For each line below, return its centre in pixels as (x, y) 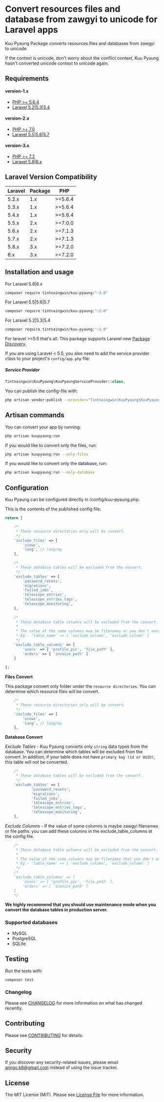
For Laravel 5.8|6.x (24, 284)
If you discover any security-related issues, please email (62, 1062)
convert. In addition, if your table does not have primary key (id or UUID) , (80, 757)
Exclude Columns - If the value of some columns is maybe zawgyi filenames (82, 826)
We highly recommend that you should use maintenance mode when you (81, 905)
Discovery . (16, 344)
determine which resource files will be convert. (52, 692)
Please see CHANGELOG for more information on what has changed (74, 1003)
